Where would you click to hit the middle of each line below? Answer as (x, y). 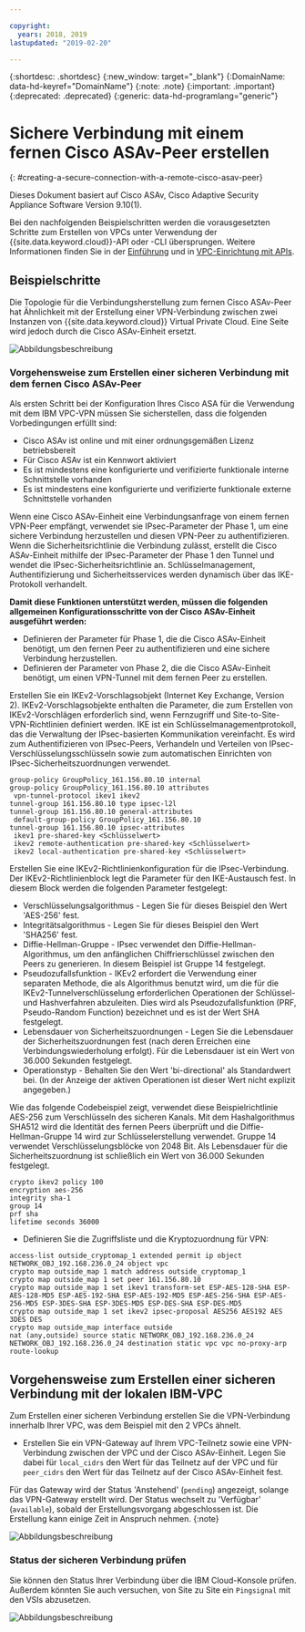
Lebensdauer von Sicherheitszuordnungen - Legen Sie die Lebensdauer (158, 1032)
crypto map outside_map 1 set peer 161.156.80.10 (106, 1280)
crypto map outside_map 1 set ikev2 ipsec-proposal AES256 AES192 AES (146, 1312)
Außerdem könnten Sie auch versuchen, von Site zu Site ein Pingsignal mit (150, 1590)
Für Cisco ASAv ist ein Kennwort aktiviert (99, 460)
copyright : (30, 26)
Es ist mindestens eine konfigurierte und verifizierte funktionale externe (157, 490)
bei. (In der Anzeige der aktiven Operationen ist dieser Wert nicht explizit (159, 1080)
